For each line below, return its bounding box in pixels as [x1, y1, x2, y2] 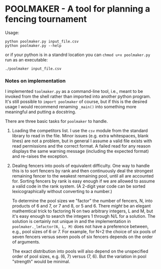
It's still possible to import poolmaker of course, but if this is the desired [5, 99, 147, 105]
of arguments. [12, 239, 40, 245]
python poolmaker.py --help [5, 43, 62, 48]
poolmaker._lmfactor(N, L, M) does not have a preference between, [12, 224, 149, 229]
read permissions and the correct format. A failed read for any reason [12, 143, 151, 149]
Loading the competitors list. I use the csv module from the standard [12, 128, 148, 134]
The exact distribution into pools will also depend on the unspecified [12, 248, 148, 254]
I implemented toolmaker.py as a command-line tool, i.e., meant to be [5, 89, 144, 94]
